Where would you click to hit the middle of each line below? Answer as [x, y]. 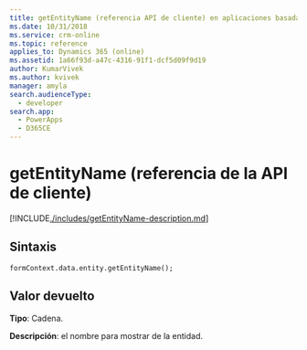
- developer [41, 103]
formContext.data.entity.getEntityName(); [91, 268]
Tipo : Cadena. [37, 318]
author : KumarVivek [47, 69]
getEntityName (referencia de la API [149, 174]
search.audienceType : [51, 94]
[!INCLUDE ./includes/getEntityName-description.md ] [109, 218]
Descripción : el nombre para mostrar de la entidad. [106, 335]
